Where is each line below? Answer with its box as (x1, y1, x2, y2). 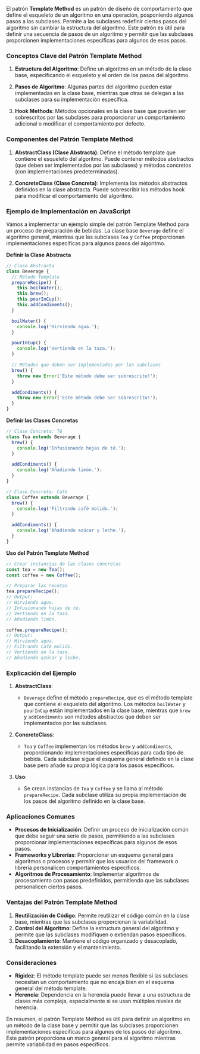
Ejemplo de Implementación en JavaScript (6, 207, 131, 215)
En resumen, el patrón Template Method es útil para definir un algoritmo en (6, 1015, 190, 1022)
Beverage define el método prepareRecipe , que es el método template (23, 694, 193, 701)
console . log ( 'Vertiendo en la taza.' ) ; (17, 346, 116, 352)
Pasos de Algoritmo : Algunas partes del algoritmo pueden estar (14, 83, 173, 90)
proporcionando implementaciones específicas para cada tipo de (23, 749, 184, 756)
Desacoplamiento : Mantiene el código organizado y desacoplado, (14, 937, 178, 944)
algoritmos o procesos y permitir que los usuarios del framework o (14, 858, 179, 865)
